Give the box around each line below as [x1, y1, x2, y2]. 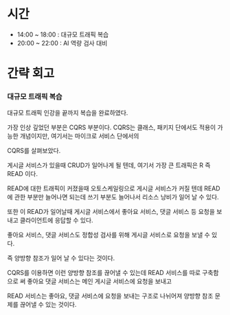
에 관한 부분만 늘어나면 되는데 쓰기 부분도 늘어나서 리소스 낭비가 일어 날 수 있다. [7, 193, 220, 202]
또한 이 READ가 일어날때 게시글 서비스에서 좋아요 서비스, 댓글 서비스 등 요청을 [7, 208, 215, 216]
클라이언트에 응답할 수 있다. [19, 216, 94, 224]
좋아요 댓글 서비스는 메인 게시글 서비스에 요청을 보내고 [27, 277, 172, 285]
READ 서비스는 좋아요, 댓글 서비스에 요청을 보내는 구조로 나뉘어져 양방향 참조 [7, 292, 214, 300]
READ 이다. [7, 170, 38, 178]
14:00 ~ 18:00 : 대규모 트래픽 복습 [16, 30, 109, 39]
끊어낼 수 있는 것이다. [19, 301, 77, 309]
